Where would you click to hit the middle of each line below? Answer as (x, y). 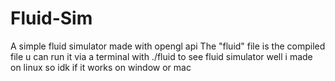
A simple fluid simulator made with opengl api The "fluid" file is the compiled (168, 46)
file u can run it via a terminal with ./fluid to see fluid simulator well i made (161, 56)
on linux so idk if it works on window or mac (101, 67)
